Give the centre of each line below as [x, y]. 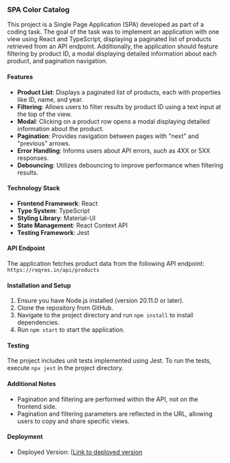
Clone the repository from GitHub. [65, 308]
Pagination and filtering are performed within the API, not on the [107, 399]
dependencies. [38, 323]
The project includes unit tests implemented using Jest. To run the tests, [109, 361]
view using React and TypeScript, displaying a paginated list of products [109, 39]
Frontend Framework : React [57, 203]
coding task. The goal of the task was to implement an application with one [113, 32]
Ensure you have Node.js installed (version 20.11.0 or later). [100, 301]
